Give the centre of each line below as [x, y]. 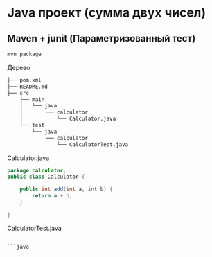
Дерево [19, 67]
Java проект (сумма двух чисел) [107, 13]
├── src [18, 93]
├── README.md [28, 87]
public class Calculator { [46, 177]
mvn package [24, 54]
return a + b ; [52, 196]
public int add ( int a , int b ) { [66, 189]
